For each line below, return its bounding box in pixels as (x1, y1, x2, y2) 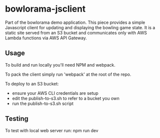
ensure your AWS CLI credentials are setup (12, 90, 99, 96)
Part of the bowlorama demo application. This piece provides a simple (5, 19, 145, 25)
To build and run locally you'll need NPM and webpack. (5, 62, 116, 68)
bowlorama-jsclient (5, 3, 86, 15)
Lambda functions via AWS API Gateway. (5, 35, 87, 41)
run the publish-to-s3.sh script (12, 101, 74, 106)
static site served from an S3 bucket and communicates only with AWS (5, 30, 147, 35)
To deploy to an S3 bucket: (5, 81, 59, 86)
